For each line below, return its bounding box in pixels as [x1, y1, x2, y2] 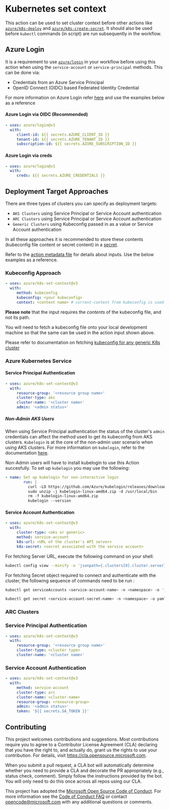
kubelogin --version [27, 498, 71, 504]
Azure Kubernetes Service [5, 357, 72, 364]
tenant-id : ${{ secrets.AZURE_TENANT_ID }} [16, 137, 110, 142]
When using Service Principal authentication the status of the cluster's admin [5, 428, 165, 434]
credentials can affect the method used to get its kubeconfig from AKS [5, 433, 153, 439]
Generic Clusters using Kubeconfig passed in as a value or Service [12, 221, 153, 227]
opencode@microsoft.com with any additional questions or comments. [5, 799, 153, 805]
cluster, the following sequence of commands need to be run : [5, 578, 135, 584]
